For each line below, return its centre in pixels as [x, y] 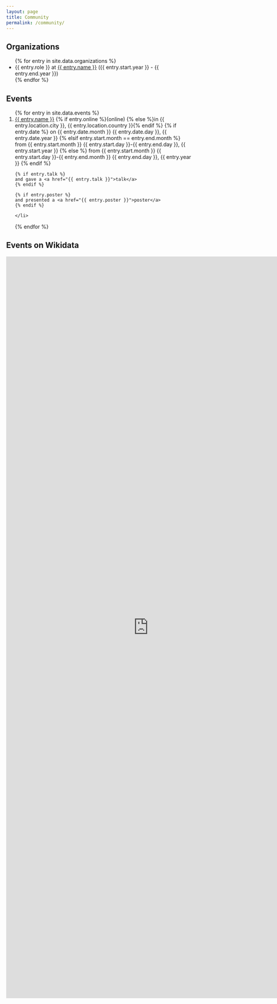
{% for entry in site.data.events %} [57, 113]
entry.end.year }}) [36, 74]
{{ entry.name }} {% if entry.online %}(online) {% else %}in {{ [89, 119]
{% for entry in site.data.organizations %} [65, 61]
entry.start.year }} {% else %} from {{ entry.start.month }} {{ [88, 151]
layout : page [22, 12]
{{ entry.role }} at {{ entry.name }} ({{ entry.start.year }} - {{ [87, 67]
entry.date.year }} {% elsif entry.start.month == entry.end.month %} [97, 138]
